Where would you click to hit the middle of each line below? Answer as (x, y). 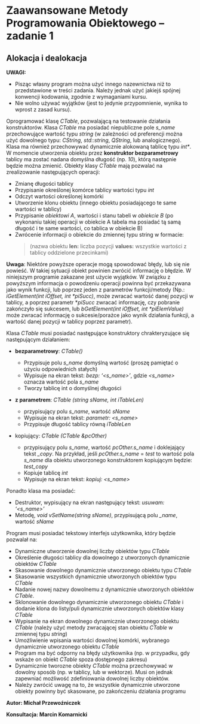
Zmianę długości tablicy (44, 184)
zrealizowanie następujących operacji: (53, 172)
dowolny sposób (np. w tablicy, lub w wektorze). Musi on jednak (94, 672)
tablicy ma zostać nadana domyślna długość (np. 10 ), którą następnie (91, 159)
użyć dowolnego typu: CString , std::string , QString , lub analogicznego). (94, 140)
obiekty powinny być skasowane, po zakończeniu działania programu (100, 691)
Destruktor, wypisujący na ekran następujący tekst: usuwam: (90, 502)
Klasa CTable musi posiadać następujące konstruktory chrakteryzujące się (98, 333)
